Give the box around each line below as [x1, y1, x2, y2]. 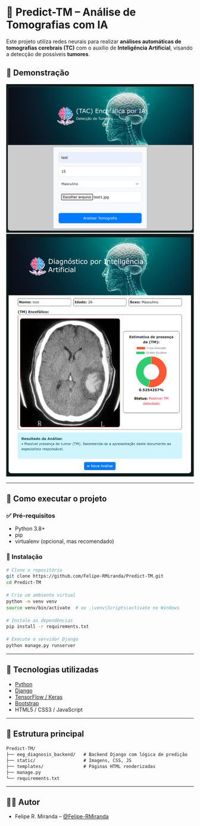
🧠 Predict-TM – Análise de [6, 5, 136, 19]
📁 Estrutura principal [6, 729, 85, 739]
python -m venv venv [6, 598, 58, 604]
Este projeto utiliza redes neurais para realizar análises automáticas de [6, 38, 182, 45]
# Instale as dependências [6, 618, 73, 624]
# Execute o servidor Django [6, 636, 79, 643]
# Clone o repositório [6, 567, 62, 573]
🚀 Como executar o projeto [6, 493, 107, 503]
